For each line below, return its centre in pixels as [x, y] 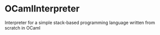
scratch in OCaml [23, 27]
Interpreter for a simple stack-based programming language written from [80, 22]
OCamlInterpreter [42, 9]
